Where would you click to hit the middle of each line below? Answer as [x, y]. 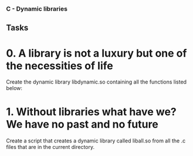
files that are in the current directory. [50, 147]
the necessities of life [60, 66]
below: [14, 88]
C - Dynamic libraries [37, 9]
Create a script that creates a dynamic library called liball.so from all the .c [96, 141]
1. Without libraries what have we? [92, 112]
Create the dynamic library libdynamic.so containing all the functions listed [96, 82]
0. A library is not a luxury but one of [97, 53]
